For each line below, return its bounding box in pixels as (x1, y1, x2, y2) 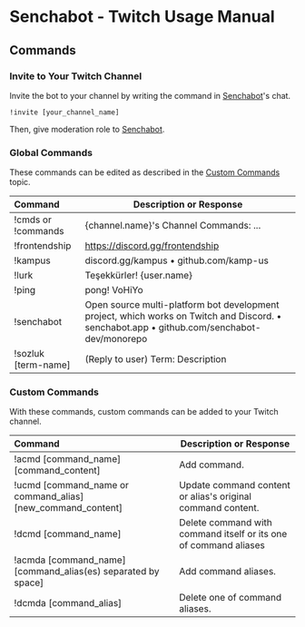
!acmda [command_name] (14, 554, 126, 566)
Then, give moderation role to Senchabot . (9, 123, 165, 134)
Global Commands (9, 146, 93, 159)
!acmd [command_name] (14, 453, 121, 465)
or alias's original (178, 490, 252, 503)
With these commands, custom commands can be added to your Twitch (9, 407, 279, 417)
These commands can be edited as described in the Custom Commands (9, 167, 280, 178)
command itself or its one (178, 528, 288, 541)
